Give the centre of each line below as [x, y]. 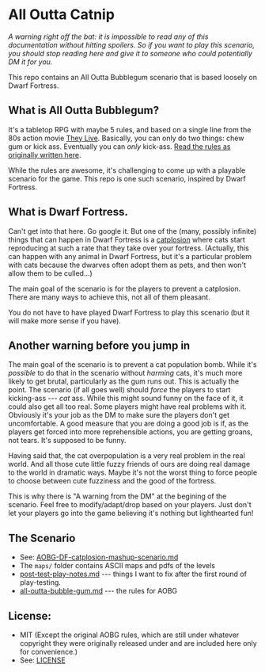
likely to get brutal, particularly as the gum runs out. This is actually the [124, 381]
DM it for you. [30, 62]
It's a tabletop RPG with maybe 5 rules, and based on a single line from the [130, 129]
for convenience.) [48, 652]
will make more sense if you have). [64, 321]
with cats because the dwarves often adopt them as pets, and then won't [127, 265]
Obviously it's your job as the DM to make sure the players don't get [119, 415]
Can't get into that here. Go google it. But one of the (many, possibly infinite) [132, 231]
